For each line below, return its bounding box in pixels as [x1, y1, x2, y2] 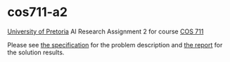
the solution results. [7, 48, 65, 56]
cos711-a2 [7, 4, 68, 20]
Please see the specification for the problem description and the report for [7, 40, 223, 49]
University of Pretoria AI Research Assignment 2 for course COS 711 [7, 27, 204, 36]
